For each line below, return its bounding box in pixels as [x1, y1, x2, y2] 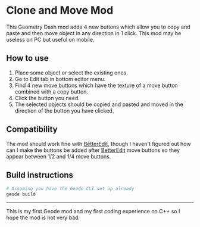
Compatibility [6, 125, 58, 135]
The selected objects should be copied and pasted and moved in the [14, 101, 183, 108]
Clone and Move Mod [6, 4, 114, 17]
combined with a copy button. [14, 88, 88, 95]
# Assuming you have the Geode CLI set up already [6, 186, 135, 192]
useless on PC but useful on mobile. [6, 36, 95, 43]
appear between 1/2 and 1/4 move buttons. [6, 153, 111, 160]
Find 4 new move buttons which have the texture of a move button [14, 82, 178, 89]
